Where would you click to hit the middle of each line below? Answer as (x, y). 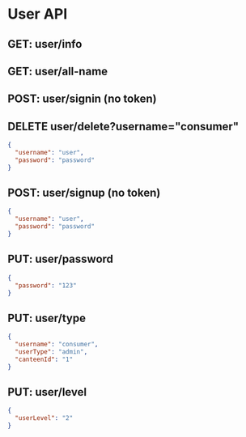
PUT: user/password (61, 259)
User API (38, 14)
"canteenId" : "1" (44, 359)
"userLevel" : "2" (44, 418)
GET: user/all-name (58, 71)
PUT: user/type (47, 318)
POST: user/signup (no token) (84, 193)
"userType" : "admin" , (51, 352)
